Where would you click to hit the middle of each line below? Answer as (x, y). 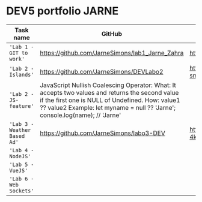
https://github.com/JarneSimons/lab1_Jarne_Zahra (112, 53)
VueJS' (19, 170)
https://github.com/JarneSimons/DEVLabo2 (102, 71)
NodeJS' (20, 156)
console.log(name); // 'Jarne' (81, 115)
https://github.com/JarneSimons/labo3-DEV (103, 133)
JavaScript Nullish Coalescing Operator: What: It (108, 85)
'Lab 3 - (22, 124)
